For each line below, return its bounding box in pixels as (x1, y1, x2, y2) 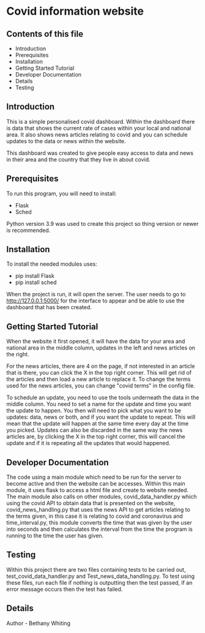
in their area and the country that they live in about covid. (6, 155, 151, 163)
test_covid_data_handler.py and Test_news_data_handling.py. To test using (6, 572, 195, 580)
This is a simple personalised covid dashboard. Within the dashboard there (6, 118, 195, 125)
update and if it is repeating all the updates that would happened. (6, 440, 171, 447)
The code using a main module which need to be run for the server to (6, 473, 182, 481)
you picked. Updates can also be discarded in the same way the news (6, 427, 183, 434)
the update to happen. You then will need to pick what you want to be (6, 407, 182, 414)
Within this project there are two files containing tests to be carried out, (6, 566, 186, 573)
